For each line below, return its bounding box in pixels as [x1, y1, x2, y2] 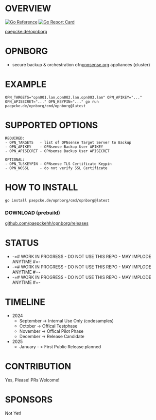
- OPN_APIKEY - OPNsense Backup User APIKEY [5, 144, 104, 149]
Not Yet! [5, 410, 21, 416]
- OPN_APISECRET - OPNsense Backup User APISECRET [5, 148, 110, 154]
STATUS [5, 238, 39, 249]
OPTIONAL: [5, 157, 25, 162]
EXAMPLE [5, 79, 47, 90]
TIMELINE [5, 297, 45, 308]
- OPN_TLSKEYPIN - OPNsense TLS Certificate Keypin [5, 161, 112, 166]
